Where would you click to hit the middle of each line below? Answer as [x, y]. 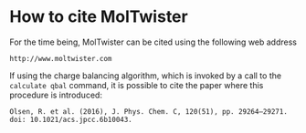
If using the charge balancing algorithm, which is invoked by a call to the [145, 76]
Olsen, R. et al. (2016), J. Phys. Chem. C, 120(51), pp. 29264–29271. [148, 111]
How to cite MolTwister [99, 17]
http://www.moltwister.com [61, 58]
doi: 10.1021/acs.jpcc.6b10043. [71, 119]
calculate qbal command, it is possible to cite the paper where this [137, 85]
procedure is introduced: [56, 95]
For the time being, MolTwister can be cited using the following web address [153, 42]
